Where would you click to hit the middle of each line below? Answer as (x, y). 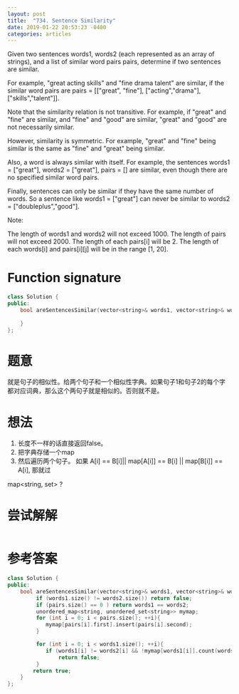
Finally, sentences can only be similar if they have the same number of (111, 191)
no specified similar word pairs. (53, 177)
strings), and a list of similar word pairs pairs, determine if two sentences (114, 62)
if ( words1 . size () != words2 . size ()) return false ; (114, 598)
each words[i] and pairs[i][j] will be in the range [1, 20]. (88, 249)
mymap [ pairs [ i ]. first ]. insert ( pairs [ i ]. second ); (119, 625)
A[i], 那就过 (34, 470)
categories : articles (39, 34)
